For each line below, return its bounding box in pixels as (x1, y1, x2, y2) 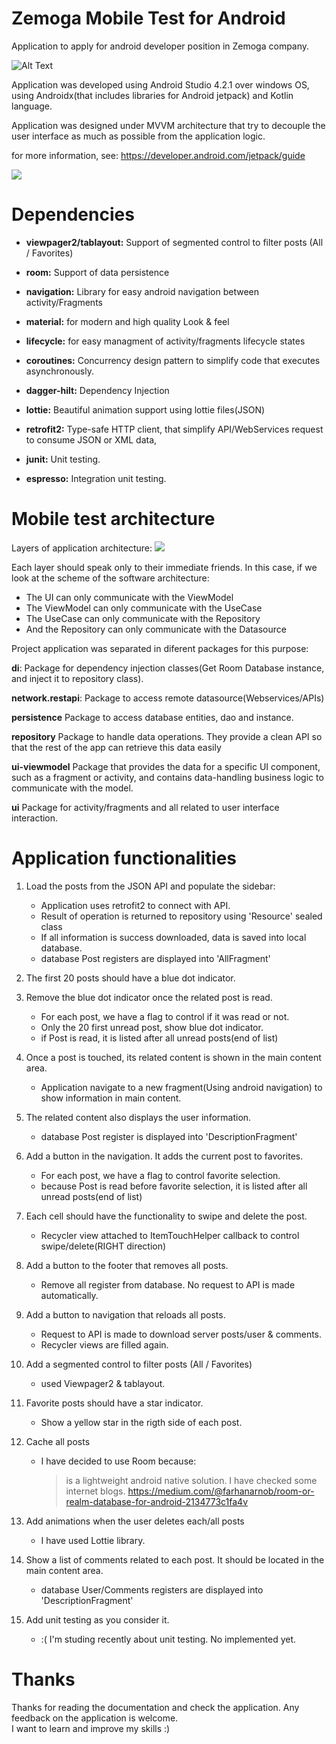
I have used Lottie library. (40, 1534, 146, 1546)
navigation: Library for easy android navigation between (25, 285, 260, 297)
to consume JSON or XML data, (25, 433, 158, 446)
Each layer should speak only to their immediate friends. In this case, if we (11, 561, 318, 573)
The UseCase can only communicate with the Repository (25, 612, 261, 624)
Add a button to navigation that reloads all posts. (25, 1308, 226, 1321)
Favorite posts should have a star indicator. (25, 1397, 204, 1409)
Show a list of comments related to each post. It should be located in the (25, 1553, 325, 1566)
